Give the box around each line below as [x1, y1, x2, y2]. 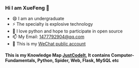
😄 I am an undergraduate [12, 16, 65, 22]
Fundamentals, [5, 57, 37, 63]
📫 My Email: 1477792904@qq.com [12, 34, 85, 40]
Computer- [111, 52, 135, 58]
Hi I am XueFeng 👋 [5, 4, 50, 11]
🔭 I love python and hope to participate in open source [12, 28, 123, 34]
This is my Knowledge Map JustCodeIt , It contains [5, 52, 110, 58]
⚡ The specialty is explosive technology [12, 21, 93, 27]
